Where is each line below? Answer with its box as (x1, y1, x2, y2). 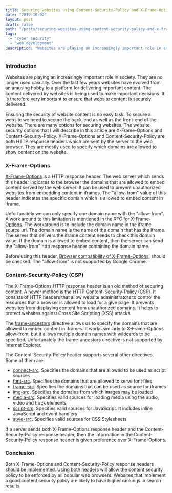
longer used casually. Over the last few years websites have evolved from (5, 79, 161, 85)
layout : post (5, 17, 33, 22)
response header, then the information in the (38, 431, 133, 437)
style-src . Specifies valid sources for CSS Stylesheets (12, 416, 127, 422)
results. (5, 483, 21, 489)
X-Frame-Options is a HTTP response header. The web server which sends (5, 173, 164, 180)
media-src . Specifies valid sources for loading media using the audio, (12, 394, 160, 400)
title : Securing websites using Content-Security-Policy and (5, 7, 139, 13)
